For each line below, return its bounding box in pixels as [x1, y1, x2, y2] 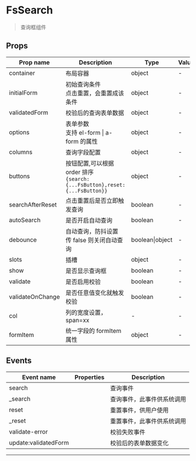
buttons [9, 172, 30, 180]
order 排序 [65, 168, 94, 176]
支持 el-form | [65, 128, 104, 136]
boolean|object [131, 235, 173, 243]
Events [6, 356, 32, 366]
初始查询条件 [65, 80, 101, 88]
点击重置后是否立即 [65, 197, 118, 205]
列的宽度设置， [65, 308, 107, 316]
